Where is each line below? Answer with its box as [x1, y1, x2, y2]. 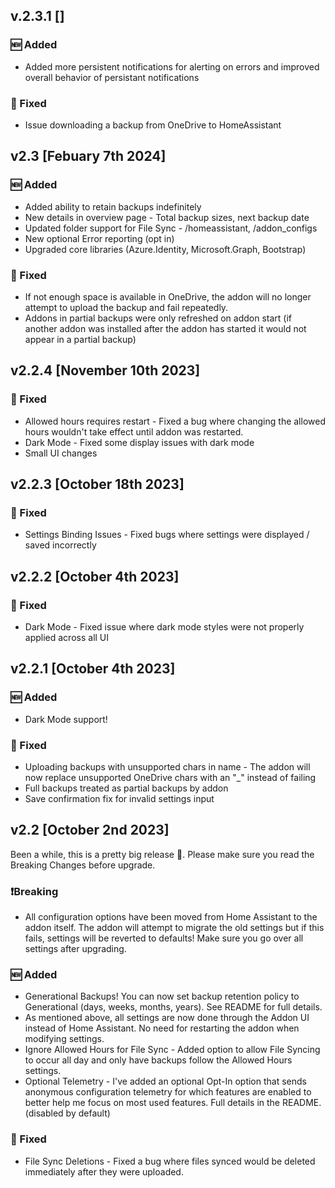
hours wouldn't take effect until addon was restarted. [24, 425, 244, 438]
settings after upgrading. [24, 943, 127, 955]
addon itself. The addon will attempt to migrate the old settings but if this [24, 922, 325, 934]
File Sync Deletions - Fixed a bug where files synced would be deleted [24, 1155, 316, 1167]
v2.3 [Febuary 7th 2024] [10, 148, 167, 165]
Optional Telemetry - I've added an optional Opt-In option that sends [24, 1075, 307, 1088]
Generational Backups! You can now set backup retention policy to [24, 990, 300, 1003]
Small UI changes [24, 447, 98, 459]
